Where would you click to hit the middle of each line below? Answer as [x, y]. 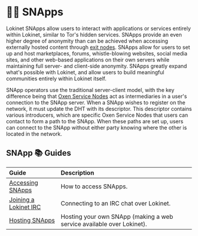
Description [77, 172]
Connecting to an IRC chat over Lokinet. [116, 203]
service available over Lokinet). [104, 224]
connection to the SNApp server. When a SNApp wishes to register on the [96, 102]
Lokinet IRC [25, 207]
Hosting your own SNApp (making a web [117, 217]
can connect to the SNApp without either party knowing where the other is [97, 127]
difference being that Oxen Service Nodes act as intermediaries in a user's [97, 96]
